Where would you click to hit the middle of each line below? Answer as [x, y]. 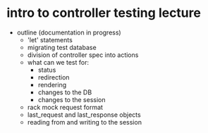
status [47, 70]
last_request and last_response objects [84, 115]
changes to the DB [65, 92]
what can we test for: [58, 62]
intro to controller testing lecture [104, 13]
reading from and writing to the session [85, 122]
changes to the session [72, 99]
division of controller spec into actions [83, 55]
